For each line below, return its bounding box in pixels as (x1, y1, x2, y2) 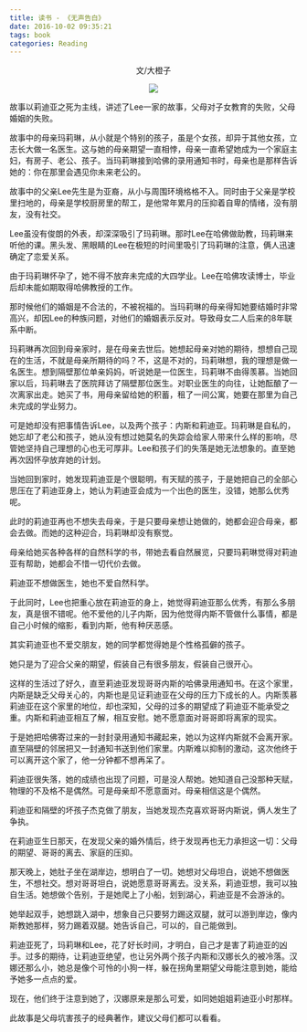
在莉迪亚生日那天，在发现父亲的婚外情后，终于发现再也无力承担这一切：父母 (9, 836, 298, 847)
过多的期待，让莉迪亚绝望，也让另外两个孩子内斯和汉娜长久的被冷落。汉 (25, 951, 298, 962)
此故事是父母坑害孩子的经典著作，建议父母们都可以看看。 (9, 1013, 226, 1024)
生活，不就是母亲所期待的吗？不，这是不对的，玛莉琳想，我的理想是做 (25, 355, 290, 366)
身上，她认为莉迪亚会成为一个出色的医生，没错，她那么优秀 (65, 485, 290, 496)
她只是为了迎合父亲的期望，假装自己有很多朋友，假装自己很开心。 (9, 658, 258, 669)
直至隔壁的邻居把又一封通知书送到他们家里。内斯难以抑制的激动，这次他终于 (9, 743, 298, 754)
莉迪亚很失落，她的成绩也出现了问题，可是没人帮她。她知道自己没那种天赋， (9, 774, 298, 785)
